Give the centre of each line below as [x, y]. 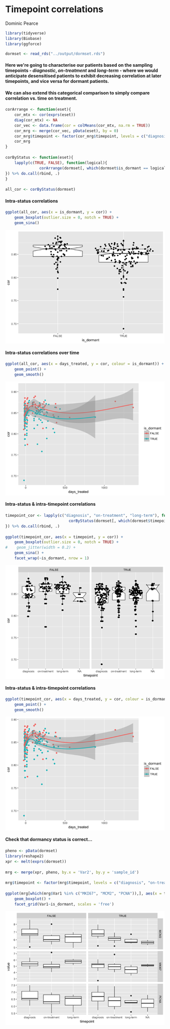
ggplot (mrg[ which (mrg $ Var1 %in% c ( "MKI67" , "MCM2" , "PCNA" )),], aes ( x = [83, 893]
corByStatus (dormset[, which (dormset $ [110, 521]
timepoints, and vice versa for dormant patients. [57, 81]
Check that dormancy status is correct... [49, 839]
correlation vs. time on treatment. [41, 98]
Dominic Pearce [22, 23]
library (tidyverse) [26, 33]
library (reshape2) [25, 856]
